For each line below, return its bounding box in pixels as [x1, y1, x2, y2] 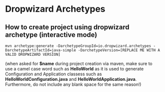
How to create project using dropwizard [5, 23, 130, 31]
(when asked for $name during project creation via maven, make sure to [5, 61, 153, 67]
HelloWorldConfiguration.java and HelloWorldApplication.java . [5, 76, 137, 82]
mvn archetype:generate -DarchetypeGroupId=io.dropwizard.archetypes [5, 44, 152, 48]
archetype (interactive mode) [5, 30, 97, 39]
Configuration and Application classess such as [5, 71, 102, 77]
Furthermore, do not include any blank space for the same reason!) [5, 82, 142, 87]
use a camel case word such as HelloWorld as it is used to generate [5, 66, 144, 71]
